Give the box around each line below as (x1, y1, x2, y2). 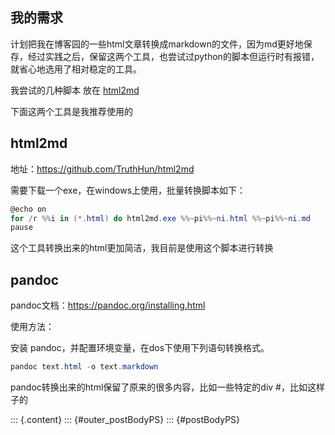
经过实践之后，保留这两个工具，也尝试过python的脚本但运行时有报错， (27, 50, 320, 62)
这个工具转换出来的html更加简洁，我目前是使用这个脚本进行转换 (10, 242, 274, 254)
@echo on (10, 204, 47, 214)
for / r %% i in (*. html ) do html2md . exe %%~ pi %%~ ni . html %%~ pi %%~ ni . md (10, 213, 311, 223)
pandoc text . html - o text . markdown (10, 362, 159, 372)
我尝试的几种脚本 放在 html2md (10, 84, 140, 96)
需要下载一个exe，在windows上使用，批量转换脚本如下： (10, 184, 247, 196)
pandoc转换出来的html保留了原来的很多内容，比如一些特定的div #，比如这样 (10, 381, 325, 393)
